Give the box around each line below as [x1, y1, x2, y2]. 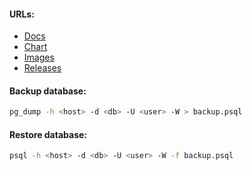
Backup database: [9, 85, 87, 97]
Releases [23, 62, 62, 74]
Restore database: [9, 128, 88, 140]
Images [23, 51, 55, 64]
